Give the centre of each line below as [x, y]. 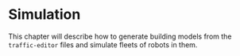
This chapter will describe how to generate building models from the [120, 36]
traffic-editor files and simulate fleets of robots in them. [103, 44]
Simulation [45, 15]
